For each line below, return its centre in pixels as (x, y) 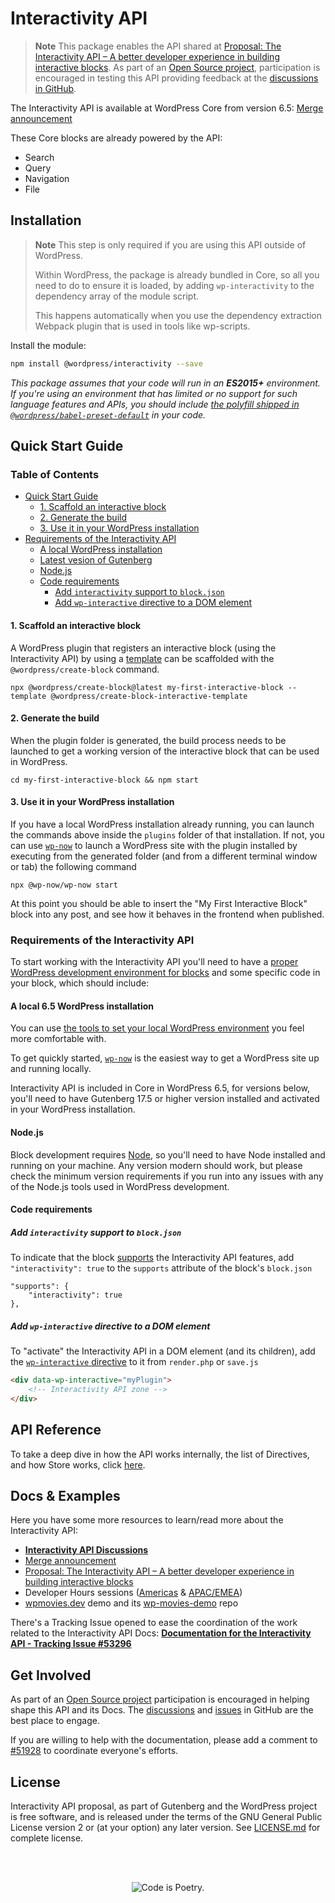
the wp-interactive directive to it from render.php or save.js (134, 1362)
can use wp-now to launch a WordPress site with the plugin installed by (154, 845)
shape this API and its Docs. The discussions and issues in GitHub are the (162, 1710)
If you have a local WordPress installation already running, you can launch (162, 824)
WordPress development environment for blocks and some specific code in (165, 973)
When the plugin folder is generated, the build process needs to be (148, 740)
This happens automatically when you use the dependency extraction (178, 315)
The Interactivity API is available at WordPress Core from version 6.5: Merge (167, 108)
